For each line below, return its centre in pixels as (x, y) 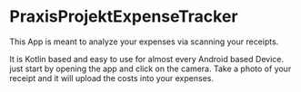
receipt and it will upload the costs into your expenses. (111, 78)
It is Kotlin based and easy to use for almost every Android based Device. (147, 59)
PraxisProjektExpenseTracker (124, 17)
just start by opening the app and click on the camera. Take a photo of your (150, 69)
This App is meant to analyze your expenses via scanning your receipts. (144, 41)
